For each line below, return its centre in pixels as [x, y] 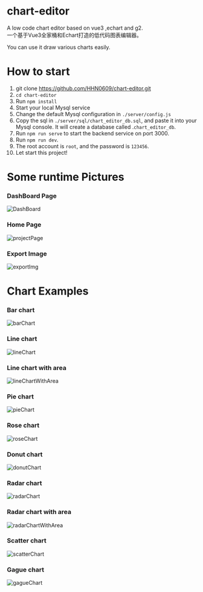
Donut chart [25, 454]
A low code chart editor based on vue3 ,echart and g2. [75, 28]
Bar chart [21, 310]
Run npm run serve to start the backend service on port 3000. [92, 133]
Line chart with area [37, 368]
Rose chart [23, 426]
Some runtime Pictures [66, 177]
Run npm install [36, 101]
